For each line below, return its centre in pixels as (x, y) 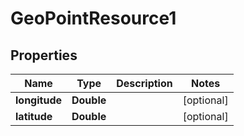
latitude (34, 116)
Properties (44, 55)
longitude (38, 100)
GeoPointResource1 (93, 18)
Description (144, 83)
